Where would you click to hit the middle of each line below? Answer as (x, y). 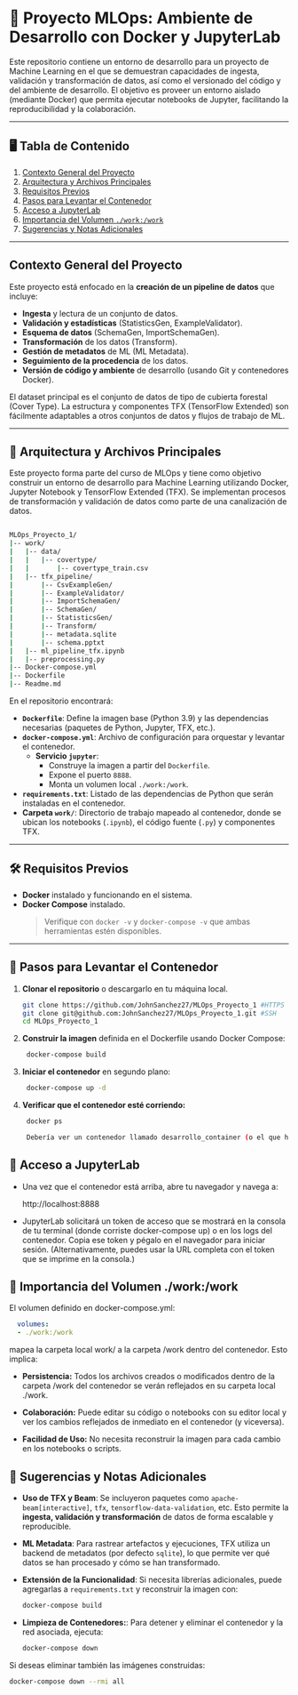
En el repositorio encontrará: (61, 701)
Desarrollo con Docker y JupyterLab (145, 37)
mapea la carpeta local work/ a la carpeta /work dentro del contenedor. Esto (149, 1350)
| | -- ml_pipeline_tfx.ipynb (67, 651)
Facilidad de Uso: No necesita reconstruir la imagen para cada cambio (151, 1439)
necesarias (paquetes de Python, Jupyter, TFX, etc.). (118, 727)
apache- (225, 1498)
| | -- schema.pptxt (57, 643)
